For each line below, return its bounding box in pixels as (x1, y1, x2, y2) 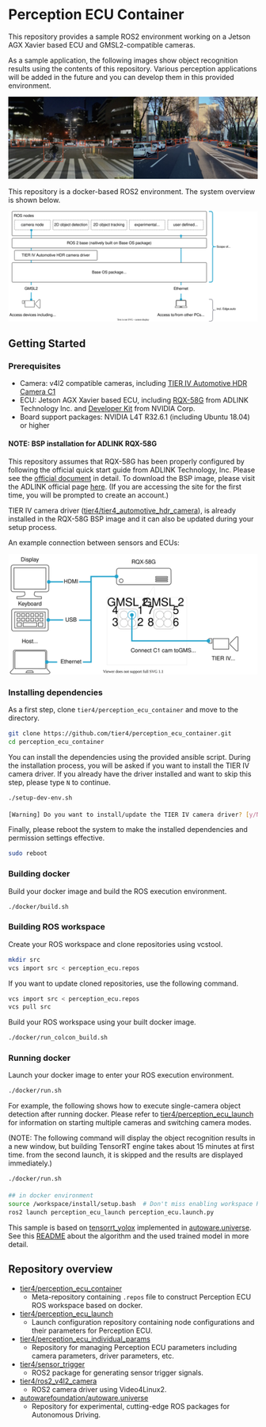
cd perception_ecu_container (8, 738, 104, 746)
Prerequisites (8, 361, 61, 372)
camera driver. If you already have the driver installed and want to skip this (8, 769, 252, 778)
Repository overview (8, 1262, 113, 1276)
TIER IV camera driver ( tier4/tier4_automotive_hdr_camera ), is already (8, 506, 236, 515)
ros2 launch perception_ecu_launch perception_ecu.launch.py (8, 1208, 215, 1216)
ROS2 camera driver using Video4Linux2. (31, 1384, 167, 1394)
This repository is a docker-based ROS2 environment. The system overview (8, 187, 256, 196)
